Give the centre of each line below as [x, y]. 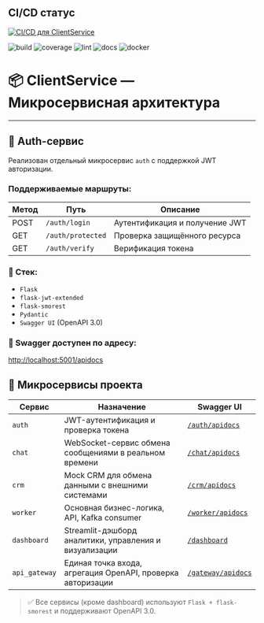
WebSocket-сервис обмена [117, 443]
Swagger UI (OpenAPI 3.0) [61, 323]
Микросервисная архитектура [114, 102]
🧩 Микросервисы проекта [75, 385]
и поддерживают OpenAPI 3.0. [105, 611]
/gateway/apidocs [220, 573]
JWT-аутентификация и [110, 421]
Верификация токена [154, 248]
